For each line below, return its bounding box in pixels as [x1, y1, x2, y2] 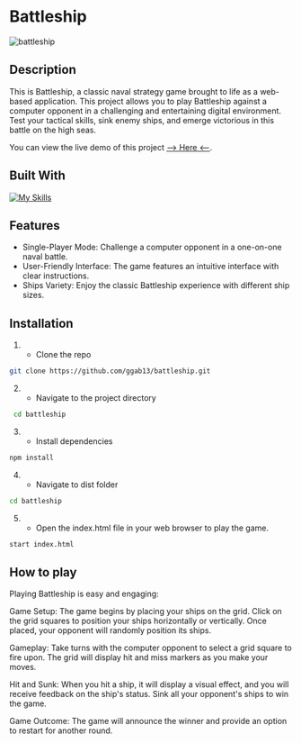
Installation [9, 315, 74, 331]
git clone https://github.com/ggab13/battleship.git [9, 367, 211, 376]
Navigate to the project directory [35, 393, 157, 403]
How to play [9, 565, 77, 580]
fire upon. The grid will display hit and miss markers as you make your [9, 652, 269, 663]
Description [9, 62, 76, 77]
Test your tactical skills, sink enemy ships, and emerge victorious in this [9, 114, 275, 125]
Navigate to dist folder [35, 479, 119, 490]
